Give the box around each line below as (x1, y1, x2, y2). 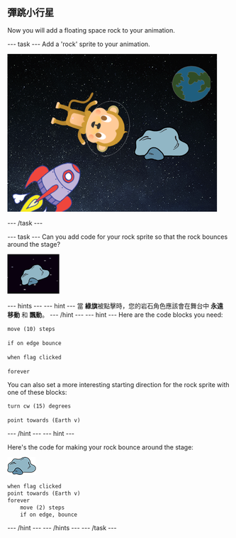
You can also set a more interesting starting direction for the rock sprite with (7, 380, 230, 388)
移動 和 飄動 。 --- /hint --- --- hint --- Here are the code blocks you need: (7, 310, 223, 319)
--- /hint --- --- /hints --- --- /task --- (7, 523, 117, 532)
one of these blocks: (7, 388, 67, 396)
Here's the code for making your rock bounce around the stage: (7, 442, 193, 452)
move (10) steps (7, 325, 55, 332)
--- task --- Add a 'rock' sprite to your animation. (7, 40, 150, 48)
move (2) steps (20, 504, 65, 511)
